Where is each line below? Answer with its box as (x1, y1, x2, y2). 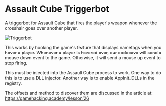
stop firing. (5, 60, 27, 66)
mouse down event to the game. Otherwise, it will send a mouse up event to (5, 54, 161, 60)
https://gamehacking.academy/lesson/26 (5, 95, 89, 101)
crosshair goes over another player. (5, 25, 78, 31)
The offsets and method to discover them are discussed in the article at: (5, 90, 153, 96)
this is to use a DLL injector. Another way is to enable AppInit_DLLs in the (5, 75, 155, 81)
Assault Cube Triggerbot (5, 3, 109, 15)
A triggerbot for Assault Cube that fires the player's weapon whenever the (5, 20, 157, 26)
